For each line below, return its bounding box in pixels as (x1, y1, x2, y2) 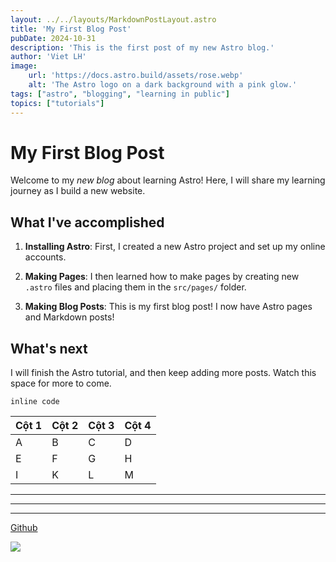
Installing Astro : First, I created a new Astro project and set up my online (24, 241, 326, 253)
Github (10, 522, 38, 534)
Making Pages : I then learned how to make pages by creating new (24, 271, 300, 283)
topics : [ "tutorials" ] (10, 98, 105, 108)
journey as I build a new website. (10, 185, 146, 197)
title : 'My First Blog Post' (10, 24, 132, 34)
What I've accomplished (10, 214, 165, 231)
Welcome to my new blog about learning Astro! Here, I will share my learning (10, 174, 326, 186)
